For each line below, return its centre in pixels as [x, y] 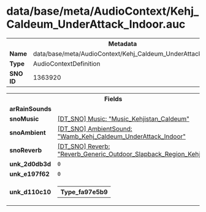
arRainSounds [31, 108]
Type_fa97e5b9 [84, 192]
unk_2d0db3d [30, 164]
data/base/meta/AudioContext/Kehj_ [103, 11]
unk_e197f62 [30, 174]
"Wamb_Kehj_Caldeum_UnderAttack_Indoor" [121, 136]
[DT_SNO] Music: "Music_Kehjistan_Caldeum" [124, 119]
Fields [113, 99]
